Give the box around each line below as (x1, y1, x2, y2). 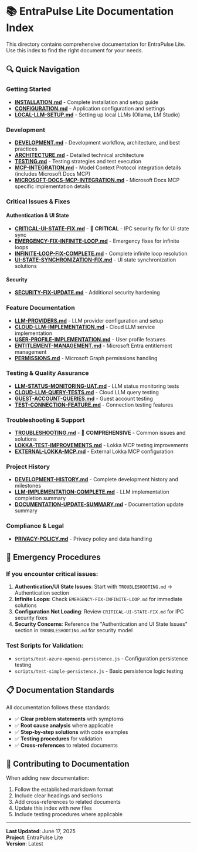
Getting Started (6, 85, 51, 93)
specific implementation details (14, 183, 90, 190)
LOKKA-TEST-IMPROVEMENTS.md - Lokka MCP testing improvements (14, 442, 189, 449)
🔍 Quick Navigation (6, 65, 80, 75)
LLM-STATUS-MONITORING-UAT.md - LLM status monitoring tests (14, 383, 179, 390)
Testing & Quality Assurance (6, 369, 89, 377)
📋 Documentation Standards (6, 685, 114, 695)
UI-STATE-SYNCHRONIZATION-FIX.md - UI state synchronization (14, 256, 176, 263)
